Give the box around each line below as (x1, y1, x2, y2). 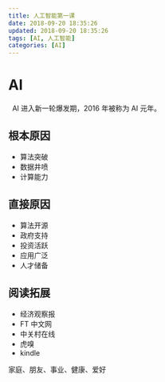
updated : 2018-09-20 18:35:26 (8, 26, 109, 34)
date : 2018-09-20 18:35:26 (8, 19, 98, 27)
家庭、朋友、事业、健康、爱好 (8, 364, 106, 374)
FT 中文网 (19, 319, 53, 328)
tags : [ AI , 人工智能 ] (8, 34, 76, 42)
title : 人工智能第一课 (8, 11, 76, 20)
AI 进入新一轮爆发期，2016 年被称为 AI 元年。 (11, 103, 162, 113)
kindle (19, 348, 41, 357)
